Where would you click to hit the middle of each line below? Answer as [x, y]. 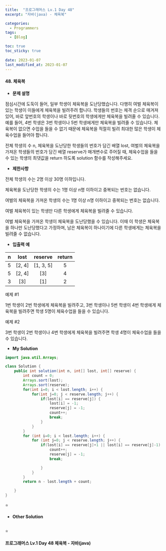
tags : [11, 33]
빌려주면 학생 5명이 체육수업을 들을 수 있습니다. [64, 311]
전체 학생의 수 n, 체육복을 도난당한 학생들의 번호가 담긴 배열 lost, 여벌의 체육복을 [83, 145]
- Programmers [24, 28]
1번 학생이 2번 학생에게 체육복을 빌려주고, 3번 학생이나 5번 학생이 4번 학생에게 [81, 305]
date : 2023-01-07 [23, 60]
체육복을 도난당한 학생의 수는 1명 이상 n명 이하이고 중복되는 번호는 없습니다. [78, 189]
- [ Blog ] [19, 37]
